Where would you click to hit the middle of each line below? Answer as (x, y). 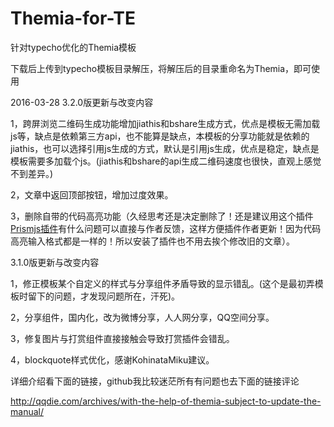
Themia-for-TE (73, 18)
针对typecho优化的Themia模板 (73, 47)
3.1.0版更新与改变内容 (55, 262)
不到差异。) (32, 173)
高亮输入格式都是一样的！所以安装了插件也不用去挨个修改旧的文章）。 (152, 241)
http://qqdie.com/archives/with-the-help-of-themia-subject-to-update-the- (166, 401)
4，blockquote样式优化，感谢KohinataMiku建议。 (112, 359)
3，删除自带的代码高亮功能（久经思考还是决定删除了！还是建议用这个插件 (162, 216)
